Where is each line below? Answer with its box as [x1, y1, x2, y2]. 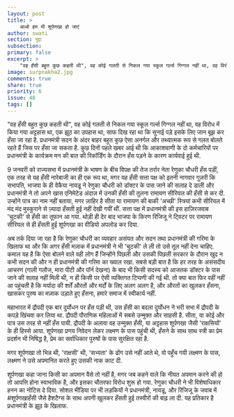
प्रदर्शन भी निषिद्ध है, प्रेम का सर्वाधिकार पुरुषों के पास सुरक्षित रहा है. [7, 334, 149, 342]
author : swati [7, 29, 49, 37]
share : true [7, 82, 42, 89]
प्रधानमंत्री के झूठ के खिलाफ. [7, 402, 68, 410]
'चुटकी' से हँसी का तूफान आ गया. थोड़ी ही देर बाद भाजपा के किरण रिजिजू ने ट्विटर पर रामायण [7, 212, 212, 220]
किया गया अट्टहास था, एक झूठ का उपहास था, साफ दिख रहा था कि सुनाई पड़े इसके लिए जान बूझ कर [7, 128, 224, 136]
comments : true [7, 75, 52, 82]
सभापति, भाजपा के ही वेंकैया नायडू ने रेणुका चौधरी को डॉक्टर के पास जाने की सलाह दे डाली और [7, 181, 214, 189]
